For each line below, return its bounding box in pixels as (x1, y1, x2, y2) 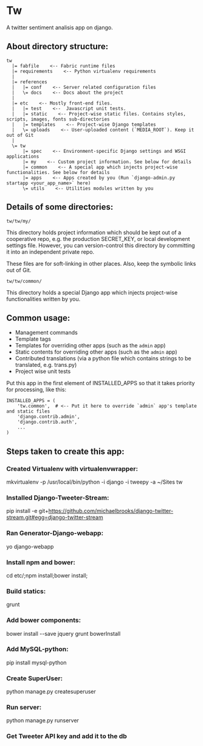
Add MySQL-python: (6, 645, 69, 654)
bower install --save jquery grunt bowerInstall (6, 630, 121, 637)
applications (6, 153, 40, 159)
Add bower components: (6, 616, 81, 624)
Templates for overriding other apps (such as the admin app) (15, 342, 166, 349)
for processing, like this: (6, 386, 67, 393)
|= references (12, 78, 47, 85)
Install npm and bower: (6, 558, 76, 566)
